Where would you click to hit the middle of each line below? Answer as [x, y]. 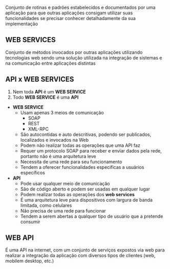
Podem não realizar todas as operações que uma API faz [80, 145]
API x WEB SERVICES [40, 79]
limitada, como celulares [46, 205]
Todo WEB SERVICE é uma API [46, 97]
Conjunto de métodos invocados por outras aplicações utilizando [74, 52]
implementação [22, 24]
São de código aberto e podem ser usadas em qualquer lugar [85, 189]
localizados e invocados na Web [54, 140]
